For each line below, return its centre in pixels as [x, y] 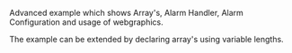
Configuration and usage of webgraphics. [86, 22]
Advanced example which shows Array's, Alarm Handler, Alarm [127, 13]
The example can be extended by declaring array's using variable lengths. [147, 39]
